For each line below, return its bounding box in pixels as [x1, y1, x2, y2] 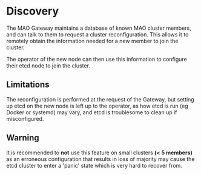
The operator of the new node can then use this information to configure [6, 55, 187, 63]
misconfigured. [6, 115, 44, 122]
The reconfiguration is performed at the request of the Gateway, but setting [6, 95, 195, 103]
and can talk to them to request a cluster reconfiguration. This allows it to [6, 30, 189, 38]
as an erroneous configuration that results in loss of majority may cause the [6, 155, 195, 162]
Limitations [6, 80, 50, 90]
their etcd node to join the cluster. [6, 62, 91, 69]
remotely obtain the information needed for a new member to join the [6, 37, 179, 44]
